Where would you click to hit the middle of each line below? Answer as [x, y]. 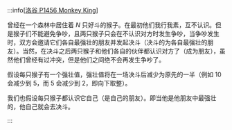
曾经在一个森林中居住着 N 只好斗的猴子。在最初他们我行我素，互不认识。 [111, 25]
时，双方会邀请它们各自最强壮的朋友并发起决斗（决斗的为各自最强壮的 [107, 42]
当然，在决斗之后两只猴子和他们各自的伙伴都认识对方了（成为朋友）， [121, 51]
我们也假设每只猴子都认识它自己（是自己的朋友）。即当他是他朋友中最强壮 [112, 98]
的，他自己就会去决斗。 [41, 107]
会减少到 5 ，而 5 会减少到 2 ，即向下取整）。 [69, 83]
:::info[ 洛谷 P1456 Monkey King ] [53, 10]
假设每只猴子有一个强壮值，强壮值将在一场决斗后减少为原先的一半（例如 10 [114, 74]
